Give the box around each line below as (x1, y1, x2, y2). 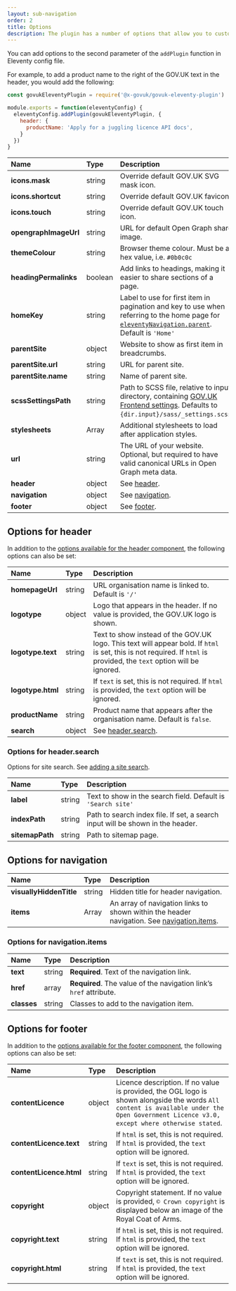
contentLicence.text (11, 1139, 80, 1149)
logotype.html (11, 685, 59, 695)
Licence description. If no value (115, 1077, 220, 1087)
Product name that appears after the (93, 705, 213, 715)
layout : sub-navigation (7, 10, 77, 18)
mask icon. (119, 180, 156, 190)
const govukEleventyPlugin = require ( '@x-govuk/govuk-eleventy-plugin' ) (7, 92, 225, 99)
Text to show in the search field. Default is (86, 791, 225, 801)
